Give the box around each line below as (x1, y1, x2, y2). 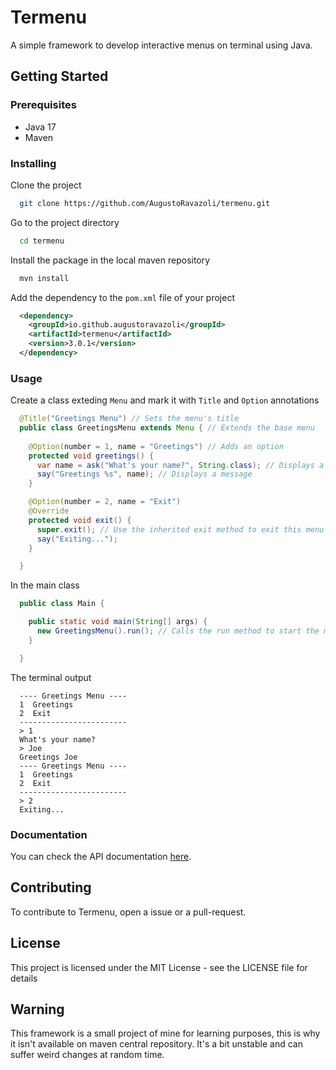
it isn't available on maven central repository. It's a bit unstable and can (10, 1038, 303, 1050)
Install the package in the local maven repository (10, 254, 211, 266)
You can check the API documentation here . (10, 851, 192, 863)
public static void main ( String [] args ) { (28, 617, 208, 627)
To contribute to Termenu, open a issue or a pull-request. (10, 906, 247, 918)
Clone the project (10, 179, 82, 191)
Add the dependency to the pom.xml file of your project (10, 291, 235, 303)
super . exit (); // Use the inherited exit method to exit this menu (36, 524, 325, 535)
